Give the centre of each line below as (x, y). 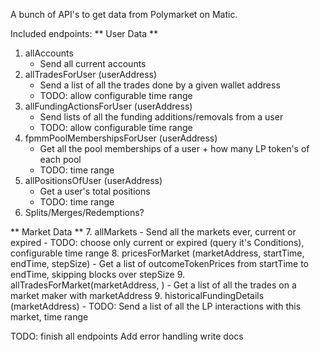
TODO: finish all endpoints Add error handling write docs (127, 336)
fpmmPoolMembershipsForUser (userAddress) (121, 138)
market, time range (49, 317)
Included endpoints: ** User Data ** (84, 33)
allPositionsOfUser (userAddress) (93, 180)
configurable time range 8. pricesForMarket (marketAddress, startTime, (157, 253)
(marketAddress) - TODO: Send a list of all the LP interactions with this (156, 306)
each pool (60, 159)
